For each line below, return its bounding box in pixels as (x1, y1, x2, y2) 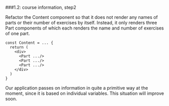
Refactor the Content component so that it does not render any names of (5, 14, 158, 20)
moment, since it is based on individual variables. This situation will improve (5, 90, 164, 96)
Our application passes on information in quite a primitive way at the (5, 85, 149, 91)
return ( (10, 45, 29, 50)
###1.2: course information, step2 (5, 5, 76, 10)
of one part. (5, 31, 30, 36)
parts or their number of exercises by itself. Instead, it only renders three (5, 20, 157, 25)
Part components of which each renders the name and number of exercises (5, 25, 164, 31)
